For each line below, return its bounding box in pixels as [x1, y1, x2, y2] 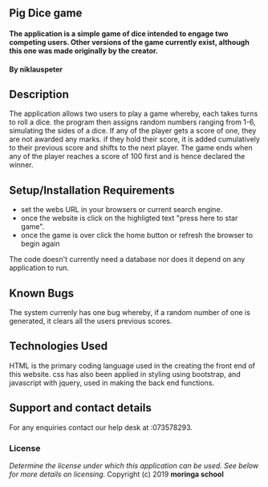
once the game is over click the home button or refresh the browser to [20, 231, 254, 240]
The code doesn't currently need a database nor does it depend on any [9, 255, 246, 264]
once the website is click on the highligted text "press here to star [20, 213, 238, 223]
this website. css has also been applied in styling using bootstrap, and [9, 369, 241, 379]
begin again [20, 239, 60, 248]
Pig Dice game [9, 6, 83, 20]
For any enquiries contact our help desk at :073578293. [9, 422, 193, 432]
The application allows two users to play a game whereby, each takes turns [9, 108, 258, 119]
